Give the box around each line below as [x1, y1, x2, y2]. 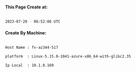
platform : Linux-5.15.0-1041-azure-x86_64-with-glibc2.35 [5, 54, 132, 59]
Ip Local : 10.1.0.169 [5, 63, 54, 68]
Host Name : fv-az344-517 [5, 45, 58, 50]
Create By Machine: [5, 30, 47, 36]
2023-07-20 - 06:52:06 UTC [5, 19, 61, 24]
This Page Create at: [5, 4, 48, 10]
